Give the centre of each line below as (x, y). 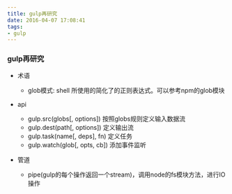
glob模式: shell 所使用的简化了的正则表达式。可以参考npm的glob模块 (126, 90)
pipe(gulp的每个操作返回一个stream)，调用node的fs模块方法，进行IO (126, 174)
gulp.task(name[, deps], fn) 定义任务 (80, 136)
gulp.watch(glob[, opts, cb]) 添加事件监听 (87, 144)
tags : (15, 27)
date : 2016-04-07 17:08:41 (46, 20)
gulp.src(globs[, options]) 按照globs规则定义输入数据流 (107, 119)
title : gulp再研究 (32, 14)
